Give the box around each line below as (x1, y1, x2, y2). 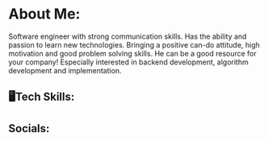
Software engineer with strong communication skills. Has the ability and (8, 31, 247, 41)
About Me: (8, 5, 81, 23)
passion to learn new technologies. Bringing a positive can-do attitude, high (8, 39, 261, 49)
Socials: (8, 122, 50, 135)
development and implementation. (8, 65, 123, 75)
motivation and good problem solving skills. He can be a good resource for (8, 48, 257, 58)
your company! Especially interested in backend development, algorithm (8, 57, 249, 67)
